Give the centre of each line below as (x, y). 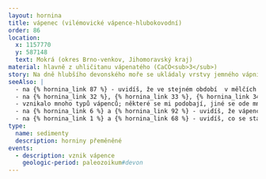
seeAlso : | (26, 82)
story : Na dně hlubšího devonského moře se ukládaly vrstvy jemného (123, 74)
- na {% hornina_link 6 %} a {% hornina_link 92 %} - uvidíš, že (125, 112)
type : (17, 126)
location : (25, 38)
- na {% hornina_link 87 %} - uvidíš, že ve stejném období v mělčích (136, 89)
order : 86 (25, 30)
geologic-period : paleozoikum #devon (83, 163)
